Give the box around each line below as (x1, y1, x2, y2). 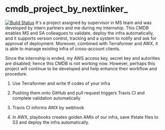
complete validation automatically (12, 95, 81, 101)
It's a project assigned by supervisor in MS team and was (35, 20, 152, 26)
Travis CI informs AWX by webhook (12, 104, 85, 110)
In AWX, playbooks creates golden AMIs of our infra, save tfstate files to (12, 114, 159, 120)
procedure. (5, 71, 28, 77)
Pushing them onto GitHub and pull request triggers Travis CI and (12, 90, 145, 96)
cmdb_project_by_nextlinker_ (5, 3, 128, 15)
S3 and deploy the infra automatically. (12, 119, 90, 125)
